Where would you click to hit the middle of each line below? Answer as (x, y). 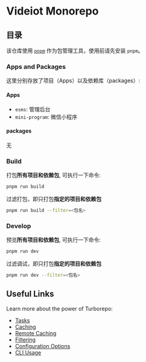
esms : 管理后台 (33, 109)
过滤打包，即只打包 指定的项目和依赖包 (54, 199)
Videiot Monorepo (52, 11)
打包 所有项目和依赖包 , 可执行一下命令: (54, 175)
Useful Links (30, 294)
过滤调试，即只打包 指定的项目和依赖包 (54, 263)
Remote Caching (36, 333)
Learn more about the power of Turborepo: (59, 308)
